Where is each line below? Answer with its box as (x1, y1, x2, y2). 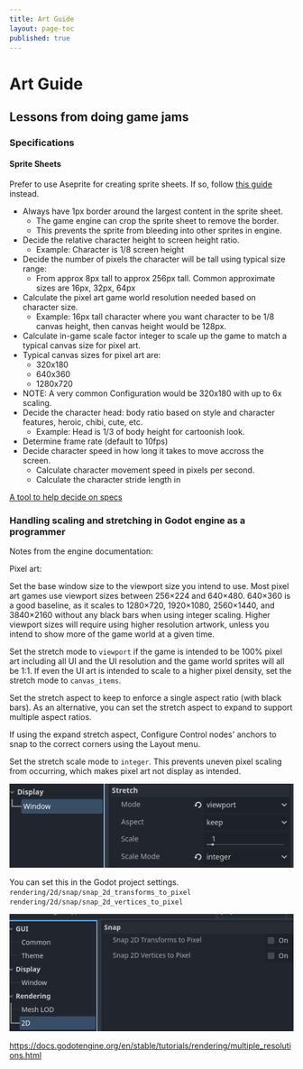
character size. (22, 302, 78, 313)
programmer (9, 526, 66, 538)
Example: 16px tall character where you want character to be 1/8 (35, 311, 275, 322)
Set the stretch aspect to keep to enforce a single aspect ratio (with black (9, 693, 282, 704)
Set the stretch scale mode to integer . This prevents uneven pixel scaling (9, 756, 282, 767)
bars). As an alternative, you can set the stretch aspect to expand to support (9, 702, 293, 713)
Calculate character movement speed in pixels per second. (35, 465, 255, 475)
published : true (9, 33, 70, 42)
